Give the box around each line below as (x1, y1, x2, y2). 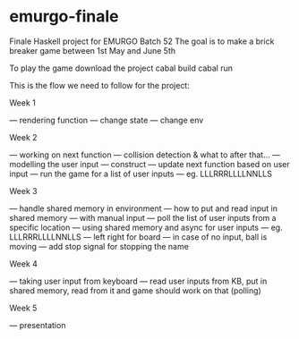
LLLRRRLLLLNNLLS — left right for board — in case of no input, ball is (9, 231, 268, 242)
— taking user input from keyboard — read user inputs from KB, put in (9, 275, 268, 286)
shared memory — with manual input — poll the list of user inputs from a (9, 212, 277, 223)
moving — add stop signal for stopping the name (9, 241, 190, 251)
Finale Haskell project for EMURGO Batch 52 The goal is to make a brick (9, 36, 275, 47)
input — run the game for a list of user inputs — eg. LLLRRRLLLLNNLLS (9, 168, 273, 179)
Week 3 (9, 185, 38, 196)
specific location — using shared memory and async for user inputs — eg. (9, 222, 284, 233)
